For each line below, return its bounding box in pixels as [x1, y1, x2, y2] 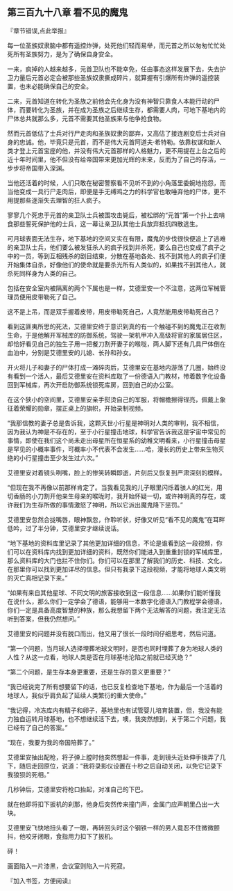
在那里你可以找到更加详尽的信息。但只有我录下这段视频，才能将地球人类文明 [7, 565, 226, 573]
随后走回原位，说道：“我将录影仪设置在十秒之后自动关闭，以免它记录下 [19, 762, 223, 770]
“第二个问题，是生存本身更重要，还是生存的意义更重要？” [7, 668, 171, 676]
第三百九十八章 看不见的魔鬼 [7, 6, 128, 19]
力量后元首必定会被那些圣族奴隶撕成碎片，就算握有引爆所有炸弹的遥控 [12, 73, 214, 81]
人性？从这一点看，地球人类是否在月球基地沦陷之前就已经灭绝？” [7, 653, 193, 661]
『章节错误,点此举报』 [7, 26, 71, 35]
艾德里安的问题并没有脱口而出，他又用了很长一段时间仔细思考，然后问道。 [7, 629, 220, 638]
